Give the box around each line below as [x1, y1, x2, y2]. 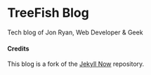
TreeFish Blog [7, 5, 89, 21]
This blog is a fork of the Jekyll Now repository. [7, 60, 145, 68]
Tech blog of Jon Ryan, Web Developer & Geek [7, 28, 143, 36]
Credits [7, 44, 29, 53]
